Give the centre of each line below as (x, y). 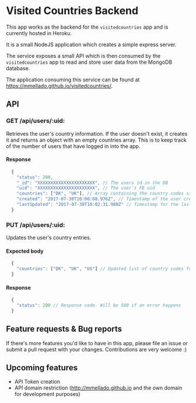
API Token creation (37, 382)
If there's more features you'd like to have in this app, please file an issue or (97, 343)
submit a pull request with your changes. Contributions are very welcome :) (97, 349)
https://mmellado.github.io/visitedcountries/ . (60, 85)
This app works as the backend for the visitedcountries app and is (87, 27)
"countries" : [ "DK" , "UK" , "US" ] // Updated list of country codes (100, 269)
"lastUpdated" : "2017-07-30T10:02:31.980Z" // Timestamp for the (98, 205)
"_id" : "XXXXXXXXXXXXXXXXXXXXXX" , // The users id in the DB (92, 182)
